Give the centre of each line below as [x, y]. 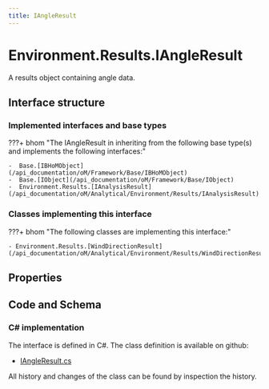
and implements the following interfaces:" [77, 151]
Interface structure [57, 102]
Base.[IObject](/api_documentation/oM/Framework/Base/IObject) [126, 180]
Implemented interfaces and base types [87, 125]
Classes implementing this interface [80, 215]
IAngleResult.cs [46, 360]
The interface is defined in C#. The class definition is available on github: [128, 345]
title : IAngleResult [43, 16]
